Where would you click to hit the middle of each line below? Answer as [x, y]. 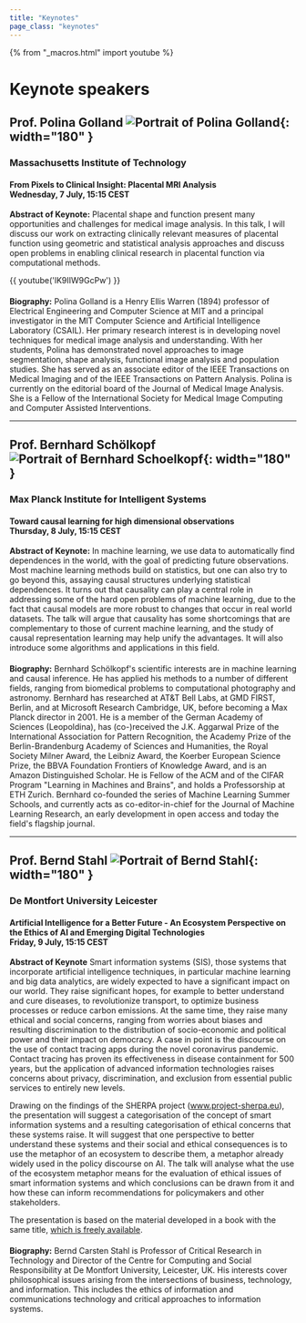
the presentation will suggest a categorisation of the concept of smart [140, 1115]
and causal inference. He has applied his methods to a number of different [149, 678]
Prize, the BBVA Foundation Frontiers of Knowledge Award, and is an [138, 765]
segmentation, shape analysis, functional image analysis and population [144, 359]
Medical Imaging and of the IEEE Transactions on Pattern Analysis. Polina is [151, 378]
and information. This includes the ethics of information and [122, 1289]
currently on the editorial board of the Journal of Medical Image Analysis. [147, 388]
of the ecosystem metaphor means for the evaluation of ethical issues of [146, 1174]
